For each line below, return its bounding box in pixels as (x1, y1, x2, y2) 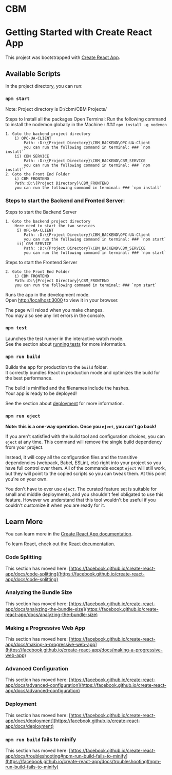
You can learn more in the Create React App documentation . (5, 531, 133, 537)
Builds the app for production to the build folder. (5, 364, 108, 370)
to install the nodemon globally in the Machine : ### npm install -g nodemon (5, 122, 167, 128)
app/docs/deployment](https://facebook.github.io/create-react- (5, 718, 140, 724)
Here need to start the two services (14, 223, 95, 228)
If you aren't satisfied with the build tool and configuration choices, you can (5, 433, 165, 440)
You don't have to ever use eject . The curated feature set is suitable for (5, 486, 157, 492)
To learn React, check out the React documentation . (5, 541, 116, 547)
